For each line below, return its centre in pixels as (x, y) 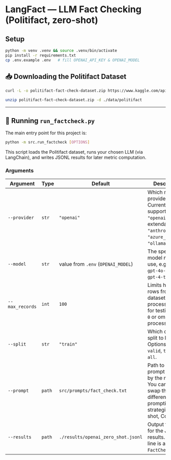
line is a (156, 444)
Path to (156, 365)
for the (155, 431)
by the (155, 378)
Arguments (20, 170)
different (158, 397)
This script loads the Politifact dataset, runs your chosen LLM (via (74, 152)
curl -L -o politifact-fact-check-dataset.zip (55, 91)
